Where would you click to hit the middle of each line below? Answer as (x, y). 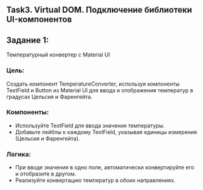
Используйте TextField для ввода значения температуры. (90, 125)
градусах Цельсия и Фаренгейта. (49, 97)
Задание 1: (28, 40)
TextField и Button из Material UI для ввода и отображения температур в (100, 90)
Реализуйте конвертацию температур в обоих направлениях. (95, 180)
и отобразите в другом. (46, 174)
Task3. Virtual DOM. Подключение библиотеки (99, 10)
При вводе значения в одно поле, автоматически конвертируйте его (105, 168)
